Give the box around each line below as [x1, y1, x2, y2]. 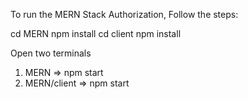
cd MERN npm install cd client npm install [10, 28, 182, 39]
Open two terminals [10, 47, 92, 59]
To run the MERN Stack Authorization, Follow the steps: [10, 9, 239, 20]
